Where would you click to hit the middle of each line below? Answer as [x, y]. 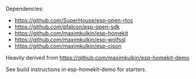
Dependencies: [25, 9]
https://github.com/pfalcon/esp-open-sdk [67, 27]
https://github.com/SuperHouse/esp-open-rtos [74, 20]
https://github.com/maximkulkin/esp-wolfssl [70, 39]
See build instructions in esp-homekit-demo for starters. [76, 69]
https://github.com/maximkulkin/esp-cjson [68, 46]
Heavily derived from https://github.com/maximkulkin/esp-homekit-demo [98, 58]
